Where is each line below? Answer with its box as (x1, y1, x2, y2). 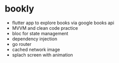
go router (12, 41, 32, 47)
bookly (5, 3, 34, 15)
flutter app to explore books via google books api (12, 20, 114, 26)
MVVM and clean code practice (12, 25, 78, 31)
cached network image (12, 46, 60, 52)
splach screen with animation (12, 51, 74, 58)
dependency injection (12, 36, 57, 42)
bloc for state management (12, 30, 69, 36)
